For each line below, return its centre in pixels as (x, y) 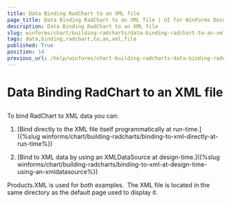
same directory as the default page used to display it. (82, 193)
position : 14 (26, 52)
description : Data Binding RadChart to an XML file (82, 26)
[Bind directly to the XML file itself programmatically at (94, 129)
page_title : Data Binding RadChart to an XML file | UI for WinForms (109, 20)
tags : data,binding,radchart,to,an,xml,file (72, 39)
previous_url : (27, 58)
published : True (30, 45)
